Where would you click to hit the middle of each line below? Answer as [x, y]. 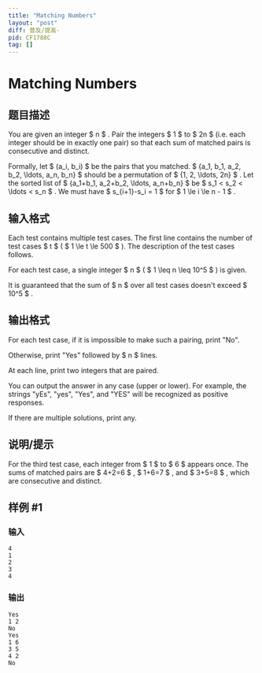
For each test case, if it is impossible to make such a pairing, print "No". [124, 339]
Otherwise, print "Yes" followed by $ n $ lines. [83, 355]
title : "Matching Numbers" [52, 15]
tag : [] [21, 45]
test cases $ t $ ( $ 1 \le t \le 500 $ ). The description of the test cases [122, 246]
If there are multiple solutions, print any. [73, 417]
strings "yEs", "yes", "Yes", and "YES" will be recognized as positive [118, 394]
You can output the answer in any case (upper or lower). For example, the [127, 385]
